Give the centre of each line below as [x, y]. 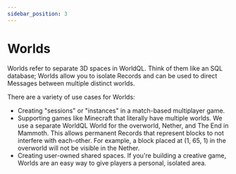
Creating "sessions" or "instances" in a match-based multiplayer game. [121, 111]
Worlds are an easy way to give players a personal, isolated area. [112, 163]
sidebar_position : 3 [38, 14]
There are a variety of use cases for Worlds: [71, 97]
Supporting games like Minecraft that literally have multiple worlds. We [120, 118]
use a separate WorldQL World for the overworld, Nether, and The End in [123, 125]
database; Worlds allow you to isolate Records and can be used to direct [112, 75]
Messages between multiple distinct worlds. [71, 83]
